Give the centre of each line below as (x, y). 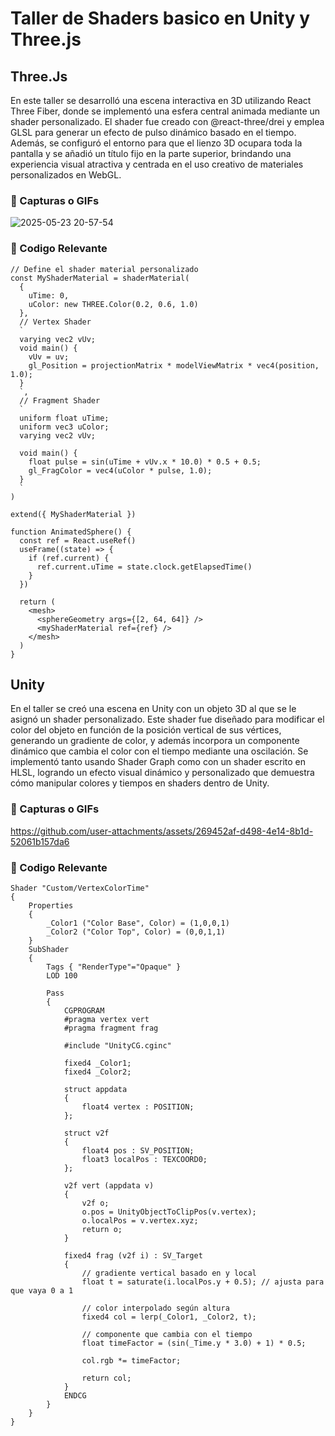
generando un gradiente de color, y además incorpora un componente (155, 741)
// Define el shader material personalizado (104, 269)
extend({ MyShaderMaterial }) (73, 514)
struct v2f (86, 1133)
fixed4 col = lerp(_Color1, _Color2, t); (169, 1317)
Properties (51, 906)
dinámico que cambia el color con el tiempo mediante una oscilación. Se (159, 751)
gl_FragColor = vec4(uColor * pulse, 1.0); (120, 470)
